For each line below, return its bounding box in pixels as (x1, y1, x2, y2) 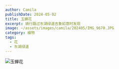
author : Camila (5, 7, 37, 12)
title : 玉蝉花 (5, 16, 32, 21)
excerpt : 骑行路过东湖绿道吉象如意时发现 (5, 21, 81, 26)
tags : (5, 35, 16, 40)
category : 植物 (5, 30, 35, 35)
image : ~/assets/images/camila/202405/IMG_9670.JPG (5, 26, 114, 31)
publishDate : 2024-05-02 (5, 12, 57, 17)
